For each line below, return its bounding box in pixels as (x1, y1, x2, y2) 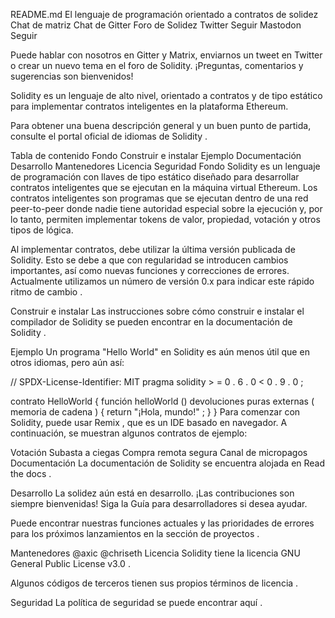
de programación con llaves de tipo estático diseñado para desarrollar (10, 171, 300, 183)
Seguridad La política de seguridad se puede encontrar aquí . (10, 597, 263, 608)
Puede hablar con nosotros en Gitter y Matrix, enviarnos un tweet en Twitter (10, 49, 323, 61)
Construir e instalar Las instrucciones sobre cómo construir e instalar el (10, 305, 305, 317)
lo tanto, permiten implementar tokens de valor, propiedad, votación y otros (10, 214, 321, 225)
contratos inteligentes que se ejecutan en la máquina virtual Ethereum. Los (10, 182, 318, 193)
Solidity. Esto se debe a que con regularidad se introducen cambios (10, 254, 289, 266)
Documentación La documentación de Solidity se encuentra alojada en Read (10, 457, 326, 469)
